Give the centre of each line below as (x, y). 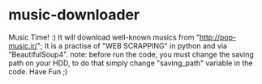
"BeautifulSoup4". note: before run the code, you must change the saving (131, 54)
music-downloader (74, 15)
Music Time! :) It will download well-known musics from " (104, 37)
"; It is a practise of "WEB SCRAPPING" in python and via (132, 45)
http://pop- (218, 37)
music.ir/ (23, 45)
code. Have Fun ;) (38, 71)
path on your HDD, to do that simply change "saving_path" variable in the (131, 63)
